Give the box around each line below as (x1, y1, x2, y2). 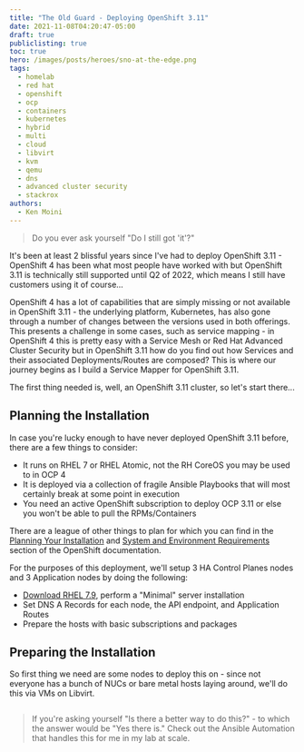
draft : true (9, 30, 54, 39)
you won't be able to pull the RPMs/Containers (22, 508, 197, 519)
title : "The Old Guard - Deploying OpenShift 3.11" (9, 13, 209, 23)
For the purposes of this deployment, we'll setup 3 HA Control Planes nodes (9, 562, 294, 573)
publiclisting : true (9, 38, 88, 48)
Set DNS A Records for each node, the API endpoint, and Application (22, 599, 279, 609)
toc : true (9, 47, 47, 56)
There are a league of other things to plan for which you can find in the (9, 525, 274, 536)
